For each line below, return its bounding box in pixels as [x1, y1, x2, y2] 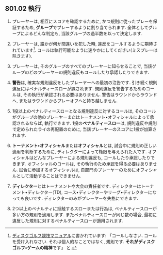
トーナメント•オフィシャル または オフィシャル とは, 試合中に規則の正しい [12, 143, 157, 149]
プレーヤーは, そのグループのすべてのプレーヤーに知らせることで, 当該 [12, 64, 152, 69]
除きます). [12, 53, 33, 59]
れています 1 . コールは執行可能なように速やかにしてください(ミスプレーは [12, 46, 158, 53]
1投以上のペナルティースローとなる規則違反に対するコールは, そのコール [12, 108, 156, 114]
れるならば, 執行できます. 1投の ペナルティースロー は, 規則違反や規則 [20, 120, 157, 126]
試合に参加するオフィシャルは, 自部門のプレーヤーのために [18, 167, 136, 173]
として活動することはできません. [16, 173, 81, 179]
